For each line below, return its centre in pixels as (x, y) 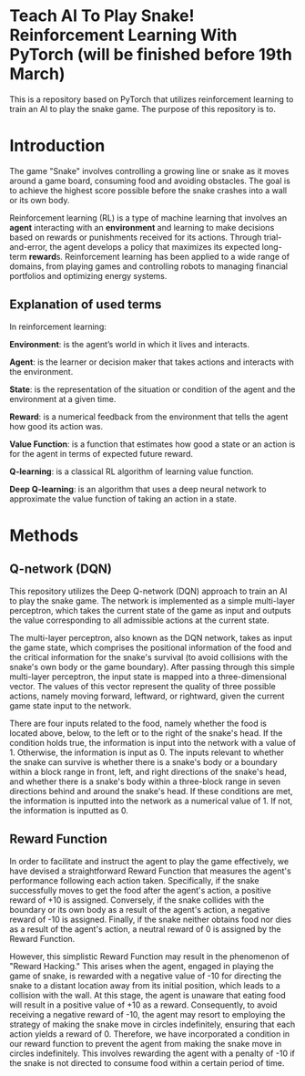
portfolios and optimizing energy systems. (88, 275)
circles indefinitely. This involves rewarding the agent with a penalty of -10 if (152, 1053)
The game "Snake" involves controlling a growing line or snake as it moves (149, 171)
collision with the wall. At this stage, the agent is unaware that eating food (147, 995)
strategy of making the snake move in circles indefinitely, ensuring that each (152, 1024)
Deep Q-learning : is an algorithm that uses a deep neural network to (138, 489)
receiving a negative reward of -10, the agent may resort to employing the (147, 1014)
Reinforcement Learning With (123, 35)
